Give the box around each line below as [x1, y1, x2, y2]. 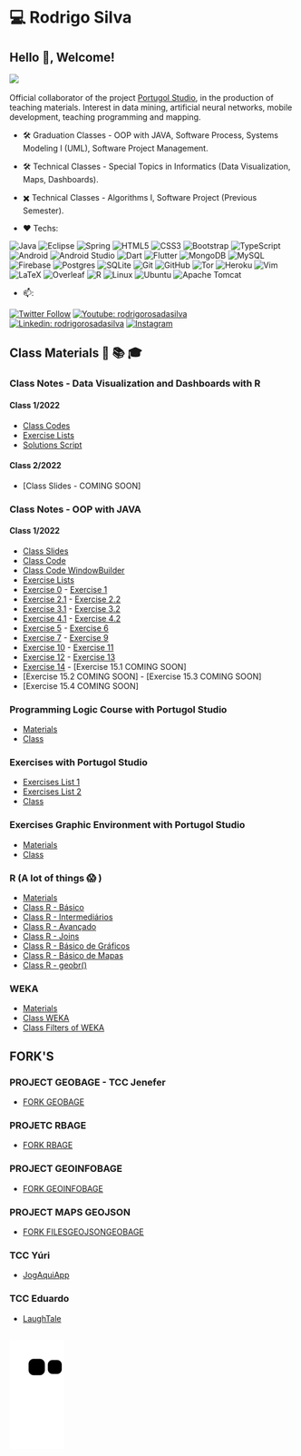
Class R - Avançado [22, 921, 97, 932]
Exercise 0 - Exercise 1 [22, 584, 108, 595]
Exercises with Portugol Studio [9, 756, 148, 769]
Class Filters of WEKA [22, 1022, 105, 1033]
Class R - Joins [22, 931, 80, 942]
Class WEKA [22, 1013, 70, 1024]
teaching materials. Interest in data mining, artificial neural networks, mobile [9, 102, 293, 113]
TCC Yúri [9, 1249, 51, 1262]
